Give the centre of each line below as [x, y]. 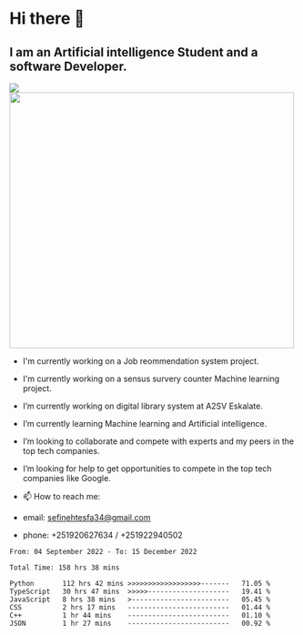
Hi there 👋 [47, 19]
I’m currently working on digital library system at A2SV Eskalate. [143, 406]
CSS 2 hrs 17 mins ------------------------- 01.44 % [140, 608]
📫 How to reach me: [61, 496]
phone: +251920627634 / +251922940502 [103, 535]
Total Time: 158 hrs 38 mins [65, 568]
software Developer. [68, 66]
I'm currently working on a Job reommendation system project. [141, 361]
